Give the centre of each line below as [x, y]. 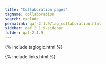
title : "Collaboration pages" [37, 10]
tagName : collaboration [30, 14]
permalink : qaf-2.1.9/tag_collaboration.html [53, 24]
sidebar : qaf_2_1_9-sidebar [34, 28]
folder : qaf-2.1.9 [24, 33]
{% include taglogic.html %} [34, 47]
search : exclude [22, 19]
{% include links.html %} [30, 57]
